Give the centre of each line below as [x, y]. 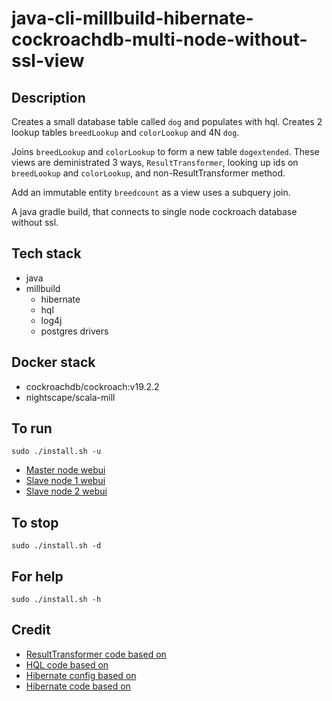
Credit [31, 630]
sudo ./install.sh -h [56, 600]
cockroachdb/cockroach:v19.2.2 [92, 386]
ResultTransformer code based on [96, 654]
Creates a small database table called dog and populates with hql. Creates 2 [167, 121]
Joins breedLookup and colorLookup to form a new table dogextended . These [165, 151]
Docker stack [53, 362]
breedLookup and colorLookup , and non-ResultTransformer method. [148, 173]
